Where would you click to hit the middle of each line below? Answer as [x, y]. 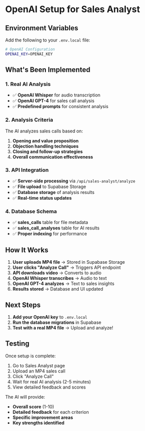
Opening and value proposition [46, 140]
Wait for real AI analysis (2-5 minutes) [52, 381]
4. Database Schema [31, 211]
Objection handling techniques [46, 146]
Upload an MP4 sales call [39, 371]
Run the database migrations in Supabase [57, 322]
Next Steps [23, 305]
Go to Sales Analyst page [39, 365]
